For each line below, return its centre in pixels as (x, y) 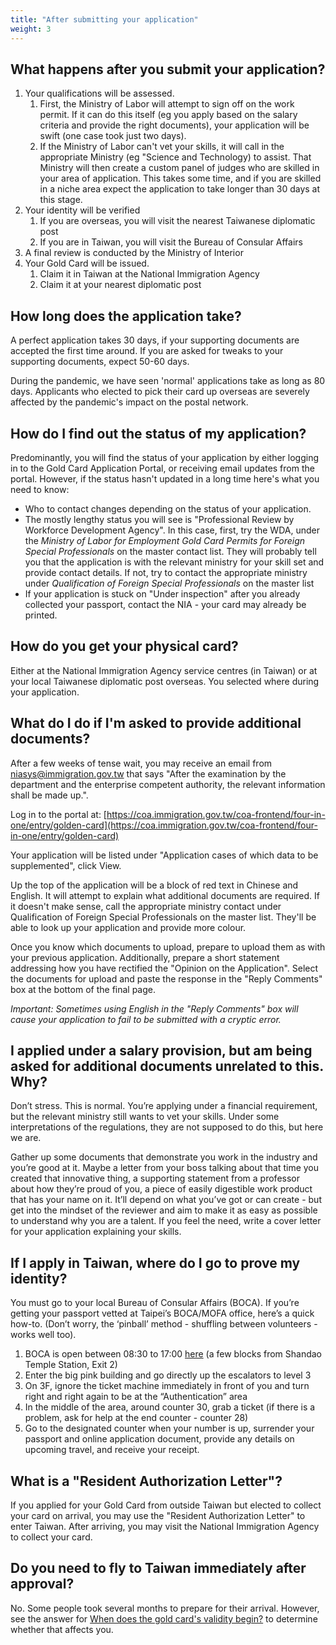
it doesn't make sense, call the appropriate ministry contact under (146, 906)
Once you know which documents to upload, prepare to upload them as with (168, 947)
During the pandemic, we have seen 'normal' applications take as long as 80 (168, 381)
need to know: (40, 489)
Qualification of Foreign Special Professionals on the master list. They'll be (163, 917)
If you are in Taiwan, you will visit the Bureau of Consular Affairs (171, 242)
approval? (42, 1584)
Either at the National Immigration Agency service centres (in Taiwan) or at (164, 670)
